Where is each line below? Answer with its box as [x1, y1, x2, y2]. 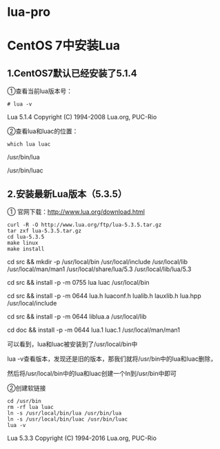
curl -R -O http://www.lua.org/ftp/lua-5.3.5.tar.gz [7, 221, 162, 228]
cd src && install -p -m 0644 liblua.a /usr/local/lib [7, 312, 147, 321]
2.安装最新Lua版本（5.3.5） [7, 188, 128, 200]
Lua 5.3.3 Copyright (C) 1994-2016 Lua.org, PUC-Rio [7, 434, 157, 442]
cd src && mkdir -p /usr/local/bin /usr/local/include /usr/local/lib [7, 258, 188, 266]
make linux [7, 239, 39, 246]
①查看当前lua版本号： [7, 87, 72, 95]
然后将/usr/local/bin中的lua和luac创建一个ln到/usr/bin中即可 [7, 370, 177, 377]
